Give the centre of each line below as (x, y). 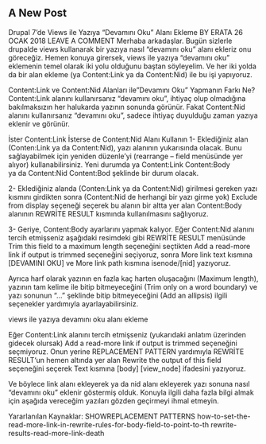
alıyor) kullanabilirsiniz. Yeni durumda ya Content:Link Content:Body (119, 164)
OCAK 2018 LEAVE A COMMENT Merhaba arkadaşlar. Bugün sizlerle (120, 41)
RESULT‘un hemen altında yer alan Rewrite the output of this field (115, 360)
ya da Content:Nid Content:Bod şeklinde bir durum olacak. (104, 173)
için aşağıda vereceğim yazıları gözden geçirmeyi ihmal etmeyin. (114, 400)
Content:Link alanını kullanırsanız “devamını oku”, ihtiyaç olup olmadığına (127, 98)
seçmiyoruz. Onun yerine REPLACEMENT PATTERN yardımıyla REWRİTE (126, 351)
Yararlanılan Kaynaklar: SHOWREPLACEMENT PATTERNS (102, 416)
